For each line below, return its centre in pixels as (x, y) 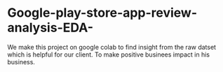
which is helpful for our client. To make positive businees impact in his (109, 55)
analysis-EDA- (50, 28)
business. (21, 62)
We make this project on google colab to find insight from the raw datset (111, 47)
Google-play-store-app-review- (102, 13)
